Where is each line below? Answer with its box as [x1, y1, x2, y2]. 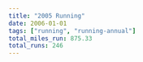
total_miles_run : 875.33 [8, 34, 93, 43]
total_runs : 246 [8, 42, 63, 50]
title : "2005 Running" [8, 11, 85, 20]
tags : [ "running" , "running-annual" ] [8, 27, 136, 35]
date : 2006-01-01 [8, 19, 67, 27]
